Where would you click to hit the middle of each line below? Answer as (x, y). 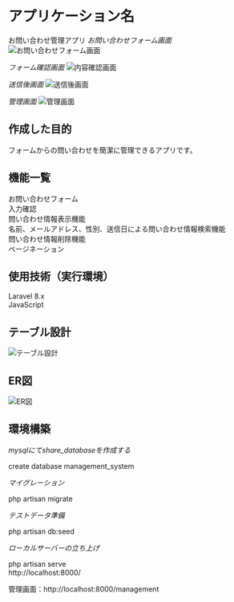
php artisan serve (37, 563)
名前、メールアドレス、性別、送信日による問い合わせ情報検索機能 (117, 229)
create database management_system (71, 466)
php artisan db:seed (41, 531)
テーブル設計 (40, 332)
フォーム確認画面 (36, 67)
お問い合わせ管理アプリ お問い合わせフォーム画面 (90, 40)
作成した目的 (40, 129)
